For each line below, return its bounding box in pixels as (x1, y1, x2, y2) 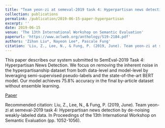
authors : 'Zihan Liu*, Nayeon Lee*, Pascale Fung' (5, 39, 111, 44)
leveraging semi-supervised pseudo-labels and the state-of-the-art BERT (5, 72, 154, 78)
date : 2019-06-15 (5, 25, 41, 30)
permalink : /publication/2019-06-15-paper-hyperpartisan (5, 16, 124, 21)
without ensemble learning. (5, 83, 60, 88)
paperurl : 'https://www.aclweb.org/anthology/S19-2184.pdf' (5, 35, 131, 40)
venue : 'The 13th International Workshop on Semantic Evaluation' (5, 30, 144, 35)
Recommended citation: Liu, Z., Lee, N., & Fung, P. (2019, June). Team (5, 102, 146, 107)
